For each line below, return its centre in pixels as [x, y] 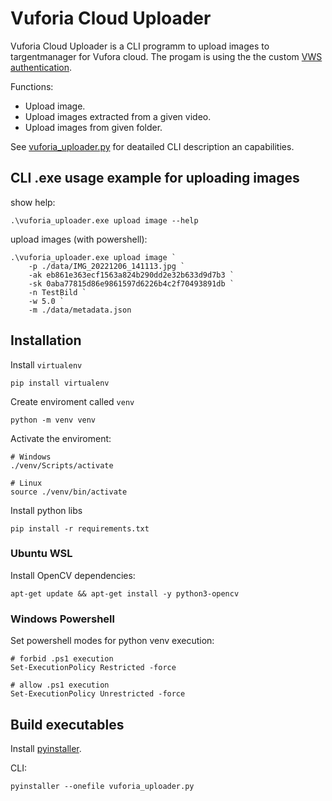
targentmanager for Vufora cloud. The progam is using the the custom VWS [166, 56]
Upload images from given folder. [93, 127]
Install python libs [46, 510]
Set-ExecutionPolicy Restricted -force [93, 668]
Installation [46, 340]
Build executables [67, 724]
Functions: [32, 86]
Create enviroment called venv [72, 401]
